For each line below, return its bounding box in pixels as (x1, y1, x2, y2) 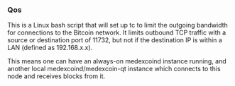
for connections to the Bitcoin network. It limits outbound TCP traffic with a (7, 28, 226, 37)
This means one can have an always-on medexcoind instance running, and (7, 57, 227, 66)
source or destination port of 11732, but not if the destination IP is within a (7, 36, 222, 44)
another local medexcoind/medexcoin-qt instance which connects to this (7, 65, 222, 73)
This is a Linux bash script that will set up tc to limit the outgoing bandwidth (7, 21, 229, 30)
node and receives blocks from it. (7, 72, 106, 80)
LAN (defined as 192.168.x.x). (7, 44, 93, 52)
